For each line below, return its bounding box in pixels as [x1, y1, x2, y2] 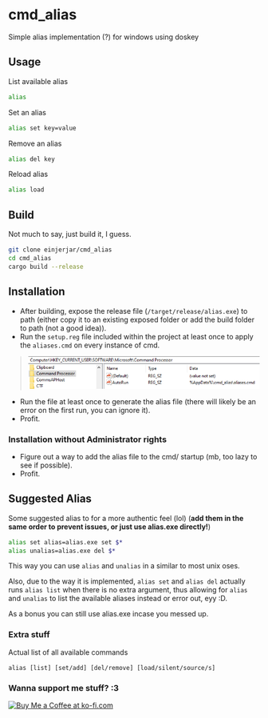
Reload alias [8, 170, 49, 179]
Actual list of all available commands [8, 647, 128, 657]
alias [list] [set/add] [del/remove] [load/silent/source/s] [8, 664, 216, 672]
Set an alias [8, 107, 46, 117]
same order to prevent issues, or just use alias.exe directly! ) [8, 522, 211, 531]
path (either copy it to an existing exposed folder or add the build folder [19, 315, 255, 324]
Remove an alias [8, 138, 62, 148]
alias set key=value [8, 124, 77, 132]
